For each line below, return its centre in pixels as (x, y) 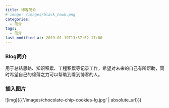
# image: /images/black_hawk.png (40, 15)
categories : (18, 19)
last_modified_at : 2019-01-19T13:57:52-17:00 (54, 38)
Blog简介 (16, 56)
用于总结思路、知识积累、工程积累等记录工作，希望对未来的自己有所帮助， (82, 68)
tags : (11, 29)
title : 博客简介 (21, 10)
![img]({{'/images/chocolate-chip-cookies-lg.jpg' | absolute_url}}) (73, 100)
